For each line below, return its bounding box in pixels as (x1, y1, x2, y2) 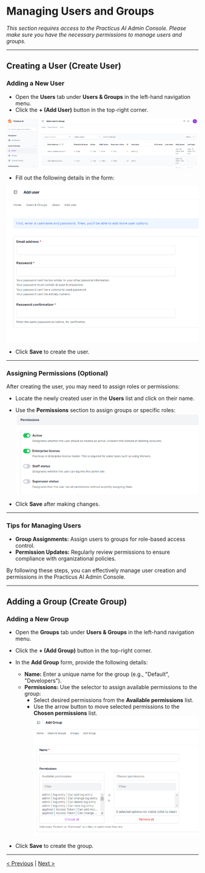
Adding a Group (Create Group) (6, 596, 127, 607)
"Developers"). (24, 677, 62, 684)
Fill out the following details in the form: (15, 174, 115, 181)
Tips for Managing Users (6, 521, 81, 530)
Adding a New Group (6, 615, 69, 623)
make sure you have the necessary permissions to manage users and (6, 31, 182, 38)
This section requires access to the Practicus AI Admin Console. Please (6, 24, 187, 32)
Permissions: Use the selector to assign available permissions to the (24, 684, 197, 691)
